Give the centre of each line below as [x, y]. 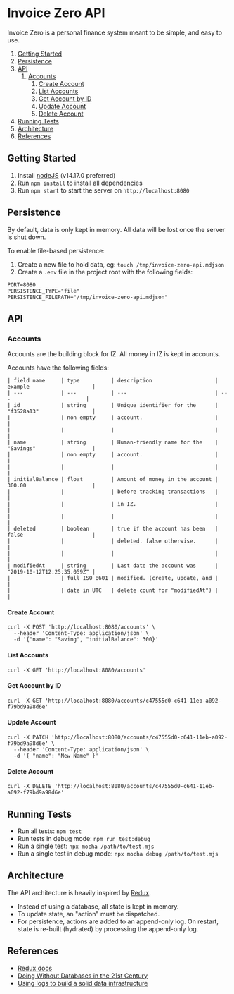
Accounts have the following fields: [58, 368]
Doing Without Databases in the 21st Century [83, 976]
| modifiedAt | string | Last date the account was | [113, 566]
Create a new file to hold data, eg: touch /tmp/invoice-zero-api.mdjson [121, 264]
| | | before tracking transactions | [113, 492]
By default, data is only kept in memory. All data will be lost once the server [116, 229]
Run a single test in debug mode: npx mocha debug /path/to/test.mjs [118, 854]
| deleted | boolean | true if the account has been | [113, 529]
